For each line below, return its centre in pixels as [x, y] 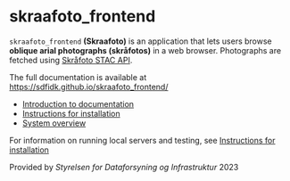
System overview [54, 123]
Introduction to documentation [78, 103]
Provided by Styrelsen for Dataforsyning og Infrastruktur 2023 [124, 167]
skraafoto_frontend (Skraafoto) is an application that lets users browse [141, 41]
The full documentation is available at [78, 77]
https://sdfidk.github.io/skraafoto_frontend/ [89, 86]
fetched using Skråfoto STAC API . [71, 60]
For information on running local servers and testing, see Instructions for [142, 140]
